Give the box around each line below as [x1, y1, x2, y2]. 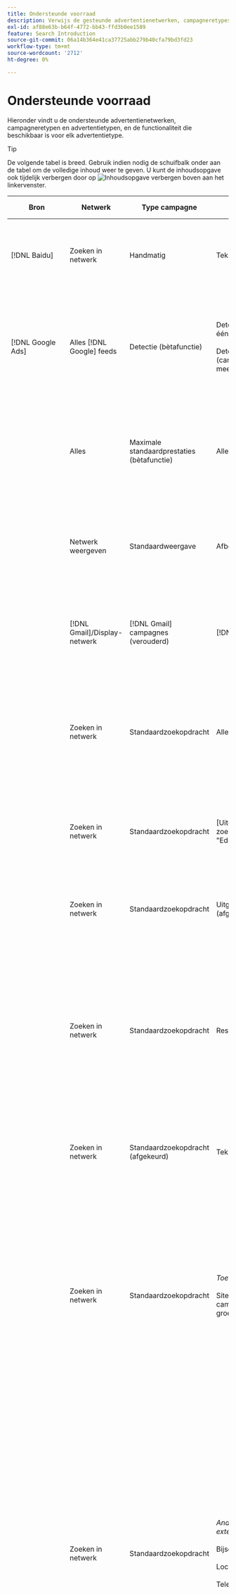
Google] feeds [70, 346, 117, 356]
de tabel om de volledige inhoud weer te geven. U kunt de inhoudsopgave [7, 166, 221, 174]
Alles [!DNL [70, 337, 107, 347]
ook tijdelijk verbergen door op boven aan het [7, 173, 225, 182]
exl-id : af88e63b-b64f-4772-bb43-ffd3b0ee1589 [7, 23, 146, 30]
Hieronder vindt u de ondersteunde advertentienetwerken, [7, 116, 176, 124]
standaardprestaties [129, 447, 196, 456]
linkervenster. [7, 180, 47, 189]
